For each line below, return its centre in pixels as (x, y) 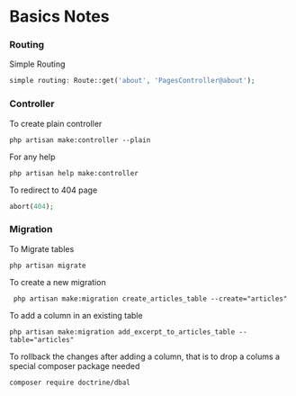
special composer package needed (75, 365)
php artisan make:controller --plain (80, 140)
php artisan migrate (48, 265)
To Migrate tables (42, 248)
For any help (32, 157)
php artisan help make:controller (74, 173)
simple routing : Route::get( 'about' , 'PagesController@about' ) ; (132, 81)
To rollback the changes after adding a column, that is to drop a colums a (145, 356)
